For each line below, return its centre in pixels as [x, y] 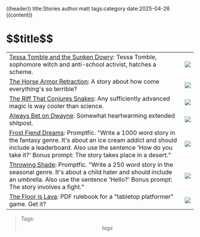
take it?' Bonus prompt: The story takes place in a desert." [90, 155]
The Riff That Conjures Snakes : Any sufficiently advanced [90, 99]
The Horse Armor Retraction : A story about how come [84, 81]
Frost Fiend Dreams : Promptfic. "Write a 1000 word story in [92, 132]
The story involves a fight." [47, 187]
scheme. [21, 72]
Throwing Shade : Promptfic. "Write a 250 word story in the [91, 165]
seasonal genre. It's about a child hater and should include [91, 172]
